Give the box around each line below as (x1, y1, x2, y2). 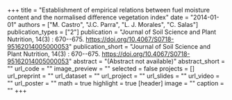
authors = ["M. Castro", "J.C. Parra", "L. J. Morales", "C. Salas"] (17, 21, 199, 28)
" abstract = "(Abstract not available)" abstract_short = (68, 57, 226, 65)
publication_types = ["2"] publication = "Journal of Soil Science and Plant (7, 28, 217, 36)
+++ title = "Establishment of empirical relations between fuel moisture (7, 6, 210, 14)
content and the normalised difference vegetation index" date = (7, 13, 189, 21)
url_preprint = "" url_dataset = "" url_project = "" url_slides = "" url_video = (7, 72, 220, 80)
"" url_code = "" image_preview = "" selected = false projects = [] (7, 65, 194, 72)
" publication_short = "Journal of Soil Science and (68, 43, 210, 50)
